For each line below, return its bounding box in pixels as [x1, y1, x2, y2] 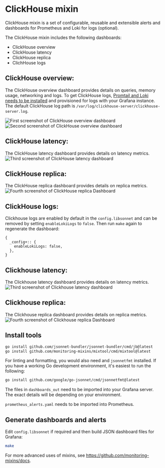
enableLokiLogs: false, [14, 244, 63, 249]
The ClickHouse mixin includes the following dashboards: [5, 34, 122, 40]
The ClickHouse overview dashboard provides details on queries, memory [5, 87, 156, 93]
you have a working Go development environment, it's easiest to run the [5, 363, 151, 369]
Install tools [5, 331, 42, 339]
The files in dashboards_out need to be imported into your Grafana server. [5, 387, 154, 393]
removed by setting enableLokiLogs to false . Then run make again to [5, 221, 142, 227]
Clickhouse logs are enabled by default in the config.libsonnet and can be [5, 215, 158, 221]
